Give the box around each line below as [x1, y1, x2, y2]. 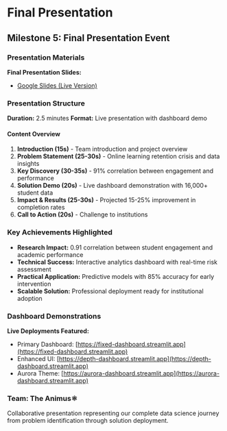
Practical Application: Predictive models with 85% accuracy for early [16, 272, 215, 280]
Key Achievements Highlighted [7, 227, 113, 237]
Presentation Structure [7, 98, 86, 108]
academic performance [16, 250, 84, 258]
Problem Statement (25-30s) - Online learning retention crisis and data [16, 152, 220, 160]
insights [16, 160, 40, 168]
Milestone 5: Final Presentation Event [7, 32, 170, 44]
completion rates [16, 204, 65, 212]
